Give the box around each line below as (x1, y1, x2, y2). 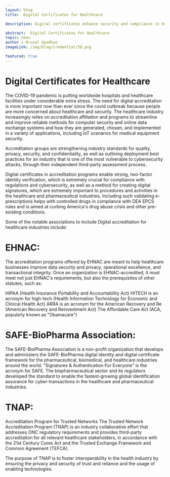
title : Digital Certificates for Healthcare (5, 12, 103, 17)
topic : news (5, 35, 30, 41)
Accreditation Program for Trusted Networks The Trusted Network (5, 418, 144, 424)
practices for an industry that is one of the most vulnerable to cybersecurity (5, 156, 163, 162)
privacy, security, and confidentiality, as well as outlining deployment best (5, 151, 159, 157)
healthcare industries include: (5, 224, 67, 230)
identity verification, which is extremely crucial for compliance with (5, 176, 145, 182)
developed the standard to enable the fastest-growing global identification (5, 373, 160, 379)
